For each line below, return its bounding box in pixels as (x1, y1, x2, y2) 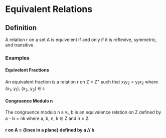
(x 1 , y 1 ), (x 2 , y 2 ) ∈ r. (5, 85, 46, 92)
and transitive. (5, 42, 35, 48)
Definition (5, 23, 37, 32)
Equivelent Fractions (5, 66, 49, 73)
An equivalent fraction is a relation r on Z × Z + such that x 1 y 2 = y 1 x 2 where (5, 78, 158, 86)
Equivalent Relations (5, 3, 93, 15)
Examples (5, 54, 30, 61)
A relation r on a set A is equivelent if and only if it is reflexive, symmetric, (5, 36, 157, 42)
